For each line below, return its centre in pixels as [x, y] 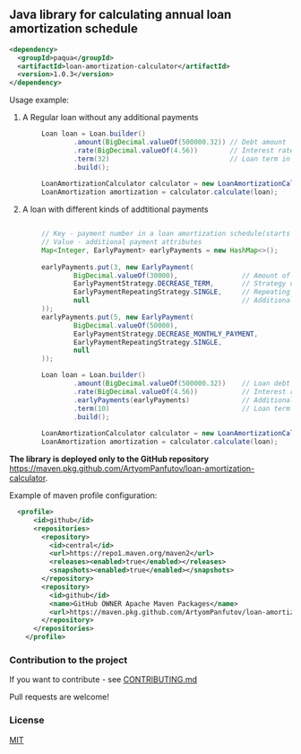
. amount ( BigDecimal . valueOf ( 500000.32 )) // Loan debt [182, 384]
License [27, 720]
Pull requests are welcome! [59, 697]
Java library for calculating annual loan [120, 15]
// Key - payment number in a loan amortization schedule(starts [166, 234]
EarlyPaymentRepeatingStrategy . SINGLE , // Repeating [182, 292]
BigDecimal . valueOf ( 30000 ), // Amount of [182, 276]
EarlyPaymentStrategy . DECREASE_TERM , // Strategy [180, 284]
